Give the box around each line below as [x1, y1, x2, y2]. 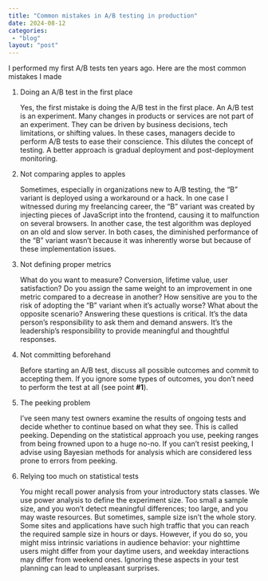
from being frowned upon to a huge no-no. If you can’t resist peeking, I [19, 439, 254, 448]
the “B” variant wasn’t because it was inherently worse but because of [19, 236, 251, 245]
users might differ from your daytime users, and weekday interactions [19, 547, 250, 556]
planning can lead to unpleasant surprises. [19, 563, 160, 573]
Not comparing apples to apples [19, 169, 126, 179]
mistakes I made [8, 72, 62, 82]
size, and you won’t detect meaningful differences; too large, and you [19, 504, 249, 514]
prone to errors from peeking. [19, 456, 118, 466]
